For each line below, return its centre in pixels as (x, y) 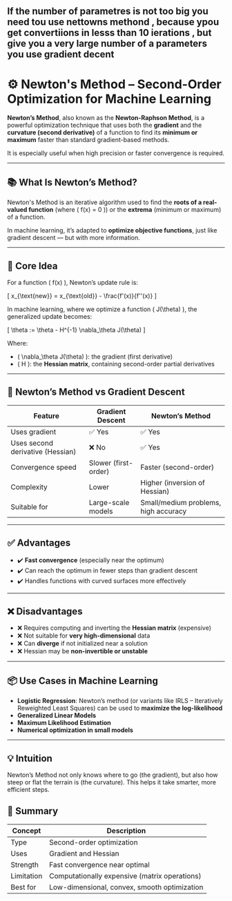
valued (17, 210)
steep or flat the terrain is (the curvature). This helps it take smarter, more (112, 782)
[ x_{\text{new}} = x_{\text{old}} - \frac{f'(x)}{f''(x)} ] (82, 295)
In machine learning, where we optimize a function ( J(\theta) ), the (102, 309)
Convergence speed (44, 467)
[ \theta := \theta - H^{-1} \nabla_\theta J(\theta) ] (77, 330)
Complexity (29, 487)
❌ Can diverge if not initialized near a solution (83, 644)
